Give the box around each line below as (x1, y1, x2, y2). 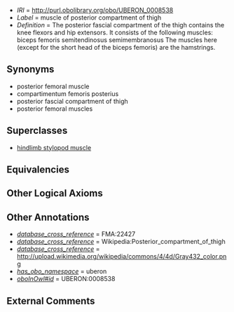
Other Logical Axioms (6, 187, 103, 199)
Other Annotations (6, 211, 90, 223)
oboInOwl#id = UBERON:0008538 (16, 275, 116, 283)
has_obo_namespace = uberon (16, 267, 107, 276)
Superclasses (6, 125, 68, 137)
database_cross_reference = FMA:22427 (16, 230, 136, 238)
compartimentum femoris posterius (16, 89, 119, 97)
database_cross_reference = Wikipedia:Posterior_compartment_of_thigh (16, 238, 226, 246)
